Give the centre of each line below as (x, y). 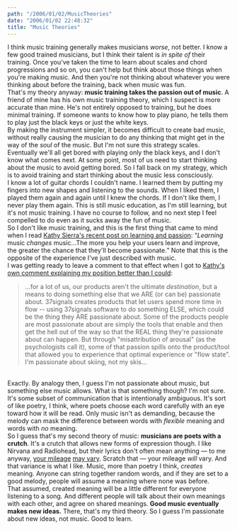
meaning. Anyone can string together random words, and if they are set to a (118, 474)
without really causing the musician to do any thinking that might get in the (116, 137)
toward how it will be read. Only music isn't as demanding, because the (111, 413)
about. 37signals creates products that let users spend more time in (123, 302)
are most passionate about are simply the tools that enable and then (124, 325)
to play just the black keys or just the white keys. (78, 123)
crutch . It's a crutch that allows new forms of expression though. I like (110, 444)
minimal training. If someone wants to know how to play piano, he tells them (118, 115)
